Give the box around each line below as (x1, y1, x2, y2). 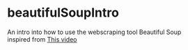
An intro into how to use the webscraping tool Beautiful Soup (7, 28, 182, 36)
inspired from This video (7, 35, 77, 43)
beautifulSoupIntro (7, 5, 120, 21)
